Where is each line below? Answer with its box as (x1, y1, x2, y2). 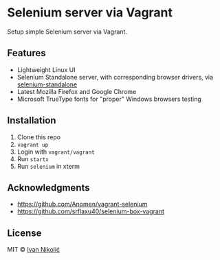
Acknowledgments (7, 182, 91, 193)
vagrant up (16, 141, 49, 148)
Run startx (16, 154, 49, 163)
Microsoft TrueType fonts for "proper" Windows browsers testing (16, 95, 201, 103)
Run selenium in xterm (16, 162, 80, 170)
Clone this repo (16, 132, 60, 141)
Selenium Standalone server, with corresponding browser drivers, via (16, 73, 214, 81)
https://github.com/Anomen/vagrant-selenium (16, 200, 148, 209)
